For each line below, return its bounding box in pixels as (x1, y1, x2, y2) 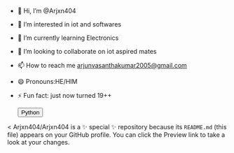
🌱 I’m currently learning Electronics (17, 34, 119, 42)
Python (20, 109, 40, 116)
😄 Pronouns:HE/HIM (17, 78, 78, 85)
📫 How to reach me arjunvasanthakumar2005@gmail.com (17, 61, 187, 69)
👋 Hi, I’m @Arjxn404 (17, 7, 76, 15)
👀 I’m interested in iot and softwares (17, 20, 121, 28)
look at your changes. (7, 138, 70, 146)
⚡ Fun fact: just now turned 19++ (17, 92, 112, 99)
